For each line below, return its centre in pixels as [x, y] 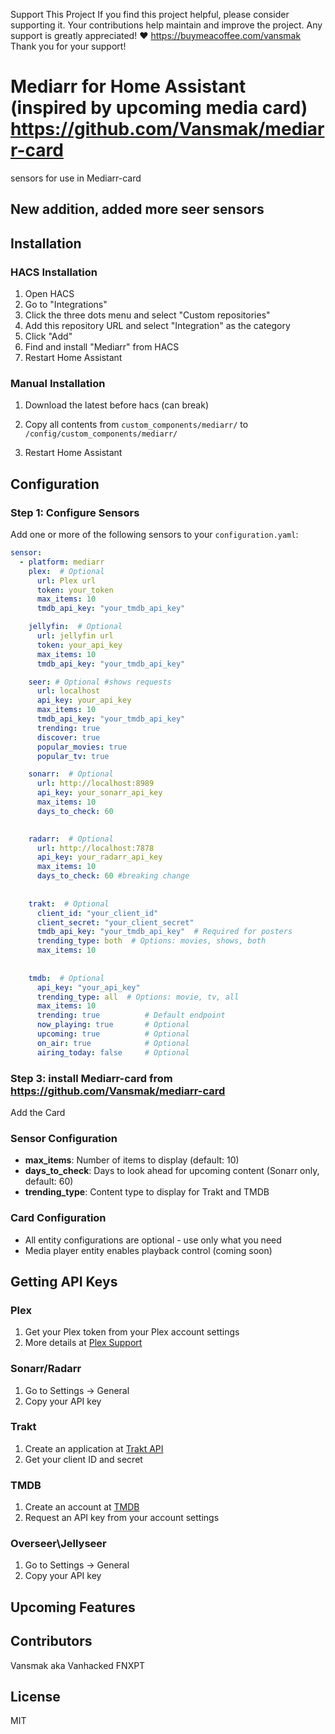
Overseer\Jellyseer [58, 1544]
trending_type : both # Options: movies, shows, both [151, 941]
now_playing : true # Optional [113, 1025]
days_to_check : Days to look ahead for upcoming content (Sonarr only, [172, 1171]
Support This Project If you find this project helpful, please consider [150, 14]
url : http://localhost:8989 [95, 784]
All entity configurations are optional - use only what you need [153, 1240]
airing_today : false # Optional [113, 1052]
